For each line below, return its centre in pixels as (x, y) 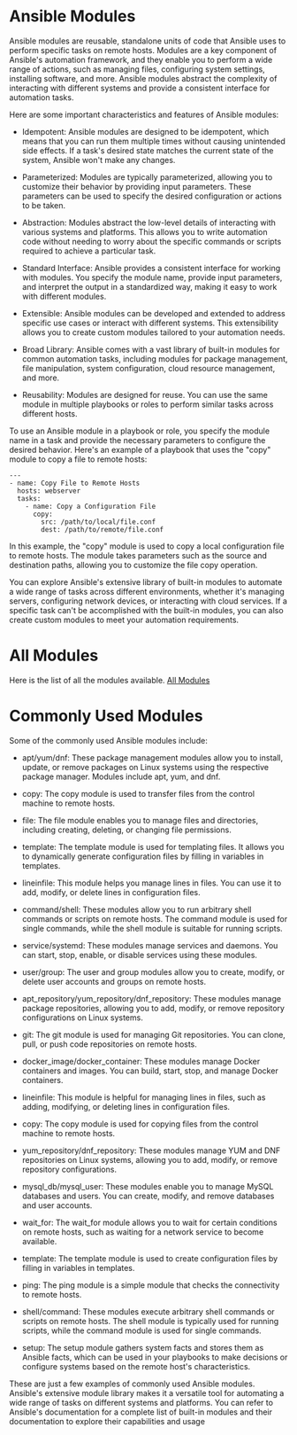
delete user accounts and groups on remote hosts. (114, 981)
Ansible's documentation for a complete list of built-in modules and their (141, 1412)
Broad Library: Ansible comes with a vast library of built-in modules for (151, 349)
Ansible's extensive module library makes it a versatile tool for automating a (147, 1392)
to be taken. (44, 205)
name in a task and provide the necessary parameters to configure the (137, 440)
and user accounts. (57, 1205)
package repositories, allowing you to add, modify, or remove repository (153, 1008)
